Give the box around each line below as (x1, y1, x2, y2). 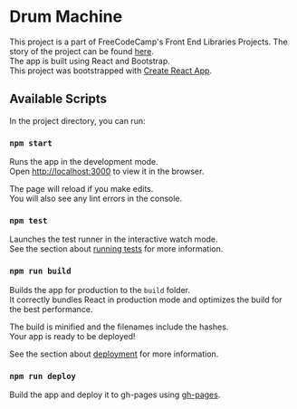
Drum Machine (9, 6, 123, 27)
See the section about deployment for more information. (9, 348, 219, 359)
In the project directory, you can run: (9, 115, 146, 126)
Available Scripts (9, 91, 107, 107)
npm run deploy (9, 371, 77, 381)
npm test (9, 215, 48, 225)
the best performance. (9, 303, 93, 314)
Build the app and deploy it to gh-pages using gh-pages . (9, 389, 221, 400)
